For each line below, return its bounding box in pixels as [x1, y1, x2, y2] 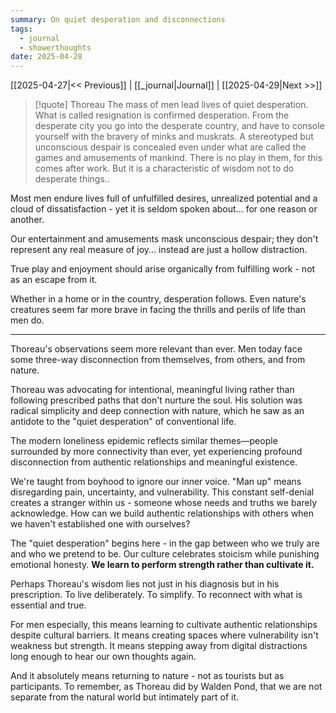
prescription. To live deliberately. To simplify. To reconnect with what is [10, 589, 303, 601]
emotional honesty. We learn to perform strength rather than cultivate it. [10, 559, 315, 571]
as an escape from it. [10, 274, 98, 286]
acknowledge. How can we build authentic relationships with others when [10, 507, 315, 520]
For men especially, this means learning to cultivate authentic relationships [10, 619, 318, 631]
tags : [10, 24, 33, 34]
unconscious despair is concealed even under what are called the [34, 141, 307, 153]
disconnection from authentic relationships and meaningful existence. [10, 456, 298, 468]
